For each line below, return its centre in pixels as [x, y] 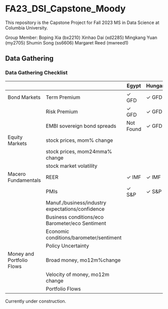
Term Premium [63, 97]
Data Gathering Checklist [36, 73]
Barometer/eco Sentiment [76, 223]
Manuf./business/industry [76, 203]
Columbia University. [27, 27]
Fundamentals [24, 180]
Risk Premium [62, 111]
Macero [17, 174]
